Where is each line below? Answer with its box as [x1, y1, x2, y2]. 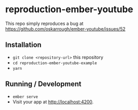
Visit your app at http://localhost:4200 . [12, 98, 94, 105]
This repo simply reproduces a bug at [5, 20, 84, 26]
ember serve [12, 94, 38, 99]
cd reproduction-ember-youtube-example [12, 60, 97, 66]
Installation [5, 41, 42, 49]
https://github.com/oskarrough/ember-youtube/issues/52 [5, 25, 126, 32]
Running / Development [5, 80, 82, 89]
